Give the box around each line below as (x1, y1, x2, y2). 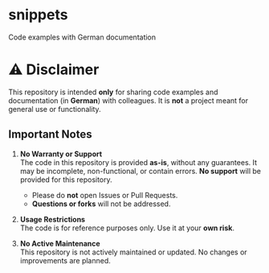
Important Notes (8, 127, 92, 142)
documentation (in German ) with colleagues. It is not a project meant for (8, 95, 249, 105)
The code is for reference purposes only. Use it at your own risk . (19, 223, 235, 233)
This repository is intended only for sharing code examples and (8, 87, 218, 97)
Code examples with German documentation (8, 32, 157, 42)
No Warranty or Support (19, 149, 103, 159)
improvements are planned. (19, 255, 111, 265)
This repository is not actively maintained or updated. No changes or (19, 247, 247, 257)
